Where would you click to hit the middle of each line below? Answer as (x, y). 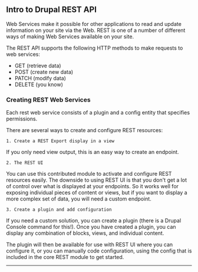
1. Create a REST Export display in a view (60, 141)
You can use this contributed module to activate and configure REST (89, 174)
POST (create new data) (44, 72)
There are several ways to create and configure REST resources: (85, 130)
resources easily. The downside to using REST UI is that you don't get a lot (97, 180)
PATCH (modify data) (40, 78)
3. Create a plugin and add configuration (59, 210)
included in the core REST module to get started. (65, 257)
